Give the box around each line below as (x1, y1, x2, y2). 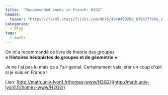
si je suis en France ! (5, 69, 48, 75)
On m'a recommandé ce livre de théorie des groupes (5, 48, 115, 55)
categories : (5, 21, 30, 26)
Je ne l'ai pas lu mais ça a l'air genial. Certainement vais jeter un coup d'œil (5, 63, 162, 70)
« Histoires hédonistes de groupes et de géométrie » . (5, 54, 119, 60)
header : (5, 12, 22, 17)
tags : (5, 30, 17, 35)
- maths (10, 35, 26, 40)
